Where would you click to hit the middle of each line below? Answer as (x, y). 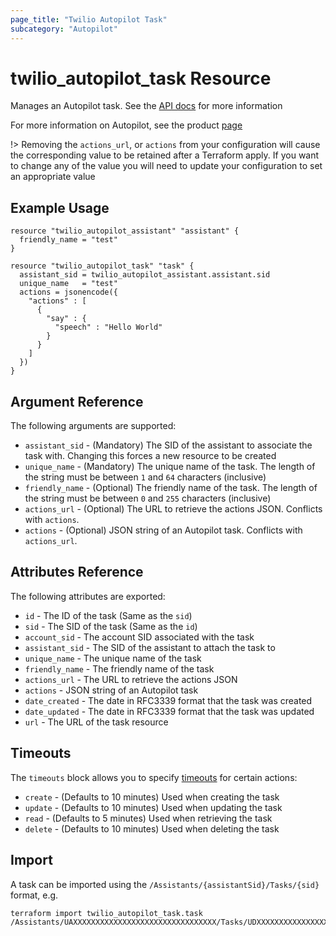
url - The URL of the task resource (96, 722)
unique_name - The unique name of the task (113, 658)
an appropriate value (53, 177)
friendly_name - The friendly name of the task (119, 668)
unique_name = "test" (68, 284)
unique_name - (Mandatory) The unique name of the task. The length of (170, 467)
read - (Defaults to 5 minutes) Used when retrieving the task (148, 818)
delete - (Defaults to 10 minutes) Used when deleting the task (152, 828)
